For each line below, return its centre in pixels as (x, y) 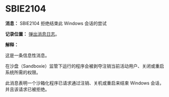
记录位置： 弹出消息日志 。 (32, 34)
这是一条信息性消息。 (27, 55)
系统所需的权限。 (23, 72)
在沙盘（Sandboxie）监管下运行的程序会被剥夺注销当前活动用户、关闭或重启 (85, 66)
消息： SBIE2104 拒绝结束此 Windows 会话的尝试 (56, 23)
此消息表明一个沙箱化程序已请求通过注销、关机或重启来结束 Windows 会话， (84, 83)
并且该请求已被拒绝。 (27, 89)
